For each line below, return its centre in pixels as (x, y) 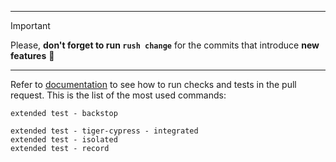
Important (30, 25)
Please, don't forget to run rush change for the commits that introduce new (165, 45)
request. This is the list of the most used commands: (118, 95)
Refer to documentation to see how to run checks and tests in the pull (153, 84)
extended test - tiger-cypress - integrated (104, 131)
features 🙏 (32, 55)
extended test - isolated (64, 140)
